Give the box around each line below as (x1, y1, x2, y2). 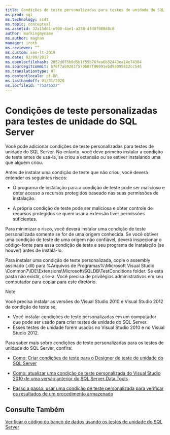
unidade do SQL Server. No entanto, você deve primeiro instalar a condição (5, 148, 163, 155)
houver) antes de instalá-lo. (5, 247, 63, 253)
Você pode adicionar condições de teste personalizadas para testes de (5, 143, 154, 149)
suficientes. (12, 216, 37, 222)
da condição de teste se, (5, 304, 57, 310)
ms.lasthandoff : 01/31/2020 (5, 78, 65, 83)
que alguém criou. (5, 159, 43, 165)
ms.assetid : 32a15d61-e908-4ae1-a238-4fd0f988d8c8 (5, 26, 115, 31)
